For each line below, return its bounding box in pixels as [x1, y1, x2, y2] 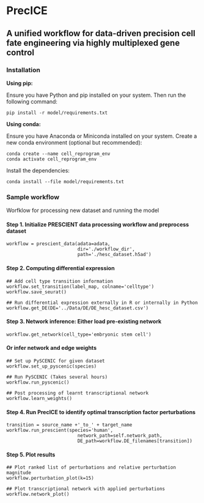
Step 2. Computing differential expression [6, 264, 115, 271]
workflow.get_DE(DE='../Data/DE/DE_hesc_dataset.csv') [6, 304, 149, 311]
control [6, 47, 35, 58]
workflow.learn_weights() [6, 395, 72, 401]
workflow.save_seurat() [6, 289, 67, 295]
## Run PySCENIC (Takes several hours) [6, 374, 108, 380]
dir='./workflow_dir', [77, 246, 136, 252]
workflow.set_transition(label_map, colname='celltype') [6, 283, 155, 290]
